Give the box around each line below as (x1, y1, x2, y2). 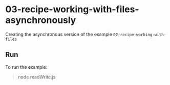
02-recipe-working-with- (113, 32, 166, 37)
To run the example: (5, 64, 48, 70)
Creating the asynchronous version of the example (5, 31, 113, 37)
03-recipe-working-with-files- (5, 4, 139, 15)
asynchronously (5, 14, 76, 26)
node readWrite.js (17, 74, 56, 80)
